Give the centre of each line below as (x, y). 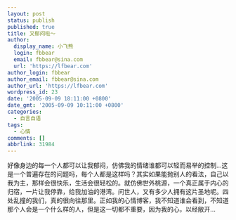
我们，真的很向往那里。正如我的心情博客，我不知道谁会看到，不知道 (130, 200)
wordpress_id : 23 (33, 92)
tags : (15, 125)
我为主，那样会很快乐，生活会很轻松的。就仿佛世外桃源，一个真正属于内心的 (118, 183)
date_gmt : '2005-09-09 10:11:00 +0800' (66, 105)
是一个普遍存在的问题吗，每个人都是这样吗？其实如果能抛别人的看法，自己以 (118, 174)
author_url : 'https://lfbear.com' (58, 86)
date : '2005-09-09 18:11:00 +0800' (59, 99)
